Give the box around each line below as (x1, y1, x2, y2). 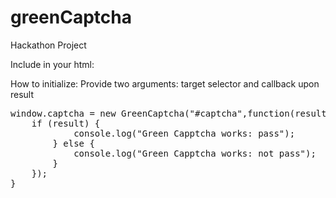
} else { (52, 137, 95, 149)
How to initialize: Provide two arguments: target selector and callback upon (10, 77, 320, 90)
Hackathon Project (10, 39, 87, 51)
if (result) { (31, 117, 101, 129)
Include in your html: (10, 58, 95, 70)
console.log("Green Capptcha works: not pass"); (73, 147, 317, 159)
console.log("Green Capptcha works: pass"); (73, 127, 296, 139)
